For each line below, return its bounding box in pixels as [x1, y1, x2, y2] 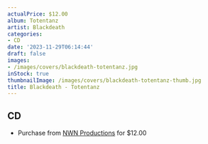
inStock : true [7, 70, 50, 77]
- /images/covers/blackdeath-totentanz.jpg [7, 63, 138, 71]
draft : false [7, 51, 46, 58]
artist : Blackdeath [7, 24, 65, 31]
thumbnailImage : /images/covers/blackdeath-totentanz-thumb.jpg [7, 76, 202, 84]
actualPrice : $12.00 [7, 10, 69, 18]
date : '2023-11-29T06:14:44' [7, 43, 94, 51]
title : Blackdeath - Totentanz [7, 83, 100, 91]
